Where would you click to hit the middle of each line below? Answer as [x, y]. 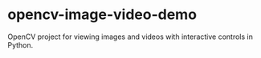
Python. [20, 44]
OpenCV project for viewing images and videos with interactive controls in [130, 37]
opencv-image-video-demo [102, 15]
